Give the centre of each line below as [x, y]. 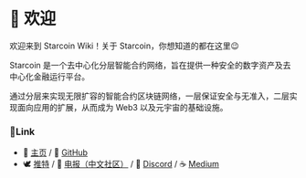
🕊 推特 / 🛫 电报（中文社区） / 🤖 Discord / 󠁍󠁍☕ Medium [121, 164]
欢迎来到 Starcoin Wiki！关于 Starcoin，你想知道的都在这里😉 [124, 46]
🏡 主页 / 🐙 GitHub [55, 152]
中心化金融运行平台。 [49, 76]
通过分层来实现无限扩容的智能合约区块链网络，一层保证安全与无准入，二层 [149, 96]
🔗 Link [22, 131]
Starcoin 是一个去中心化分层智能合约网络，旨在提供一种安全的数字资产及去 [150, 65]
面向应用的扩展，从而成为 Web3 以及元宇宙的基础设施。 [122, 107]
